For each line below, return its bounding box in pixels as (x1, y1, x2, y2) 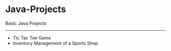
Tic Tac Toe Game (12, 34, 51, 41)
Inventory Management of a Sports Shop (12, 40, 98, 46)
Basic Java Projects (5, 20, 47, 26)
